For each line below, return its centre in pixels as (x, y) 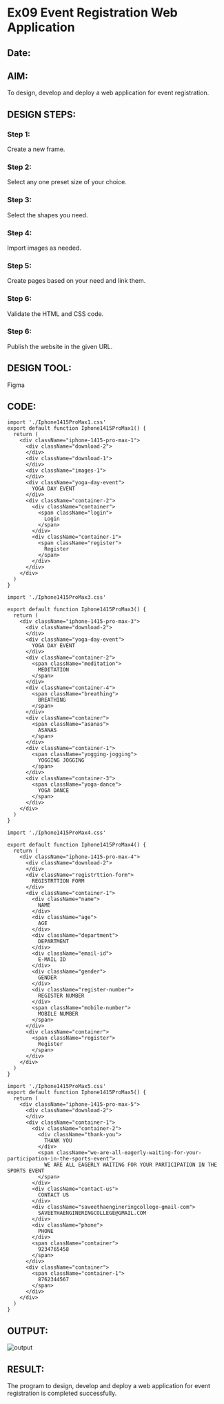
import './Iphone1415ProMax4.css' (57, 833)
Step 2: (20, 167)
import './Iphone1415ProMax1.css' (57, 422)
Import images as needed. (44, 248)
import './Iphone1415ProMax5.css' (57, 1087)
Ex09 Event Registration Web (92, 13)
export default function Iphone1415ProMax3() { (77, 610)
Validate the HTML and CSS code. (55, 314)
